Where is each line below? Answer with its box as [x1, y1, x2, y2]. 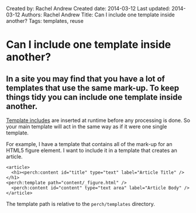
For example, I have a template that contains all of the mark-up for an [6, 141, 173, 147]
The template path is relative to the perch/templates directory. [6, 201, 155, 207]
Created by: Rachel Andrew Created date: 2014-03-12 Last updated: [6, 5, 171, 12]
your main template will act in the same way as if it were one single [6, 123, 167, 130]
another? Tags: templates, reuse [6, 18, 84, 24]
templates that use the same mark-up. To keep [6, 83, 180, 93]
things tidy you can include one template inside [6, 92, 183, 102]
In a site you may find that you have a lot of [6, 73, 165, 84]
